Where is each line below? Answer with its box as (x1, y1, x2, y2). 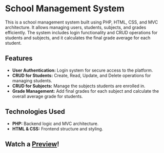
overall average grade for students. (12, 93, 83, 99)
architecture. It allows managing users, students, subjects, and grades (5, 24, 146, 30)
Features (5, 54, 33, 63)
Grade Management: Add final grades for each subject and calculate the (12, 88, 159, 94)
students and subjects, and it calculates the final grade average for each (5, 35, 151, 41)
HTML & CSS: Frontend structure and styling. (12, 126, 103, 131)
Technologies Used (5, 107, 65, 116)
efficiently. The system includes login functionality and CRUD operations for (5, 29, 158, 35)
